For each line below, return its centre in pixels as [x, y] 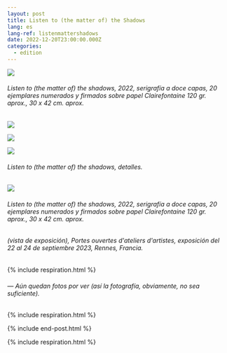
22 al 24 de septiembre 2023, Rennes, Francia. [75, 248]
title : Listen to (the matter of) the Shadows [76, 20]
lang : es [20, 27]
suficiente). [23, 293]
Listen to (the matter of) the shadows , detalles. [75, 167]
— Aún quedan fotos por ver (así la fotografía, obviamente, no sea [103, 286]
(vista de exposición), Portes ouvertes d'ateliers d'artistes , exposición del [113, 241]
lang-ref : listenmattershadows [53, 33]
